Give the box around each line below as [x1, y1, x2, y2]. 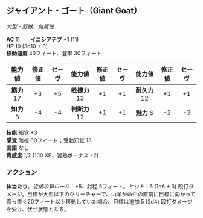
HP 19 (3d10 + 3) [6, 42, 48, 49]
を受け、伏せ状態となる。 [6, 205, 69, 213]
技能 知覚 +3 [6, 129, 37, 136]
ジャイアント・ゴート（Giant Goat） [6, 5, 142, 16]
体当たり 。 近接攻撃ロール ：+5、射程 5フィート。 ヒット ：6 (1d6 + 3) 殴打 [6, 183, 189, 190]
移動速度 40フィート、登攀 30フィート [6, 49, 102, 57]
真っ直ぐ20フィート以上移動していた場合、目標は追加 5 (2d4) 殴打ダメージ [6, 198, 193, 205]
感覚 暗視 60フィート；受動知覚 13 [6, 136, 92, 143]
